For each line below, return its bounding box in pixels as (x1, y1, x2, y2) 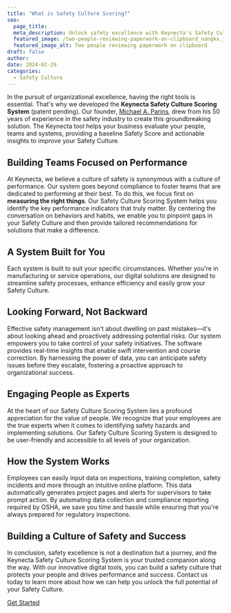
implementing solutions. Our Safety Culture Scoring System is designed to (7, 428, 218, 437)
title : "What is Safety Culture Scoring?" (7, 10, 131, 17)
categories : (7, 67, 41, 74)
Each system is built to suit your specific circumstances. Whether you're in (7, 264, 219, 272)
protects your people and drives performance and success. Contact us (7, 570, 208, 579)
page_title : (13, 23, 48, 30)
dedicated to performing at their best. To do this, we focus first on (7, 190, 194, 198)
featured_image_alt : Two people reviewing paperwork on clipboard (13, 42, 208, 49)
